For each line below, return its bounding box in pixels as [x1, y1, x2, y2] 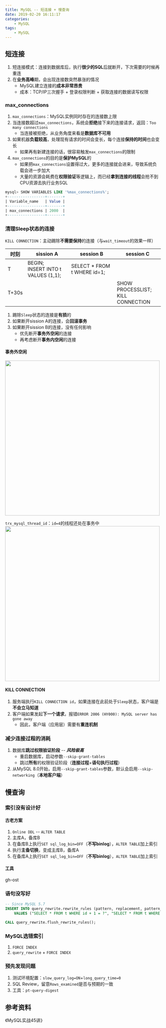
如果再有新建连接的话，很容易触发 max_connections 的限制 [19, 149, 135, 155]
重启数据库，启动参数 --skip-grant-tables [19, 754, 105, 760]
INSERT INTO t [27, 265, 62, 272]
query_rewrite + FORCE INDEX [12, 950, 71, 956]
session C [125, 250, 150, 257]
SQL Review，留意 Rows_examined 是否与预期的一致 [12, 981, 114, 987]
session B [80, 250, 104, 257]
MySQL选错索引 [5, 932, 43, 939]
